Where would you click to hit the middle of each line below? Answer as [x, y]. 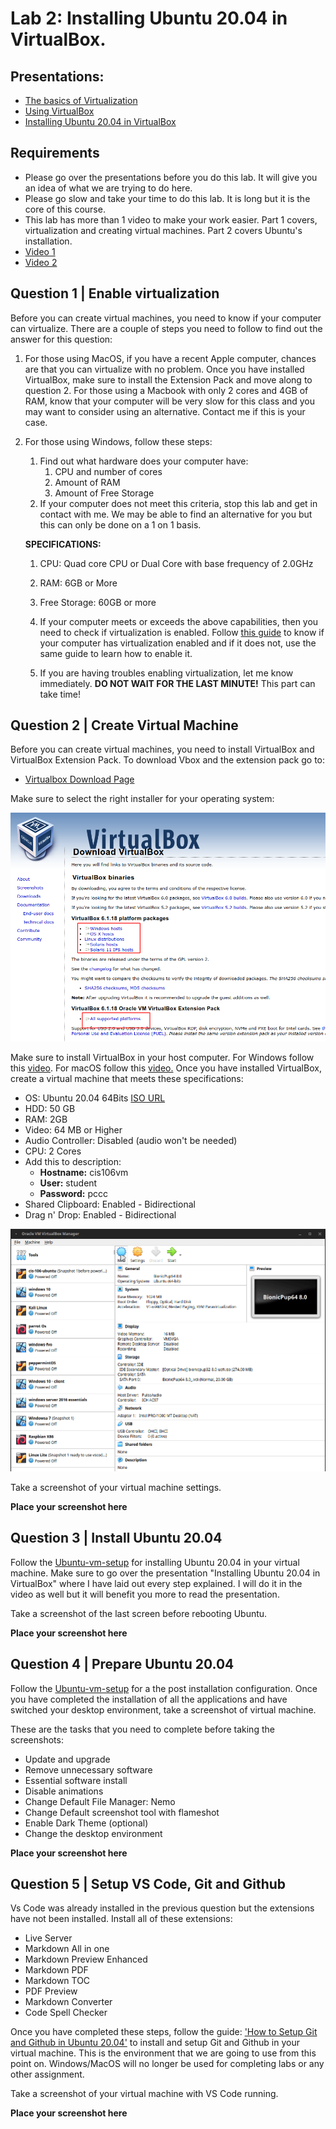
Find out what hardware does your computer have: [144, 461]
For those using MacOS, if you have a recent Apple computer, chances [170, 358]
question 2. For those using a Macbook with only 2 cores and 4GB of [166, 390]
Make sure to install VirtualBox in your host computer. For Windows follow [162, 1057]
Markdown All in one [67, 1949]
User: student [68, 1183]
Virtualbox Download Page [79, 779]
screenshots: [37, 1739]
